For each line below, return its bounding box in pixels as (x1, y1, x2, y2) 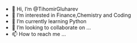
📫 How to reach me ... (11, 31, 66, 37)
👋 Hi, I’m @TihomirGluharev (11, 6, 78, 12)
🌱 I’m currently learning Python (11, 18, 87, 24)
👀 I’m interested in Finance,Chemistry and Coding (11, 12, 132, 19)
